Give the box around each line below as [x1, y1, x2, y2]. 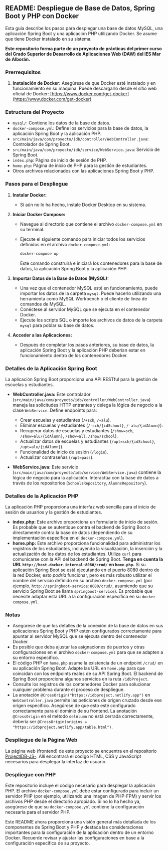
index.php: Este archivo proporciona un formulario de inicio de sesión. [12, 519, 159, 525]
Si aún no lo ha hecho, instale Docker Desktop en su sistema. [20, 202, 146, 208]
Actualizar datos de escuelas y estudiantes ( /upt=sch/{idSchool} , [20, 438, 155, 444]
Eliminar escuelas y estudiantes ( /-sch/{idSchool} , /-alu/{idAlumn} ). [20, 422, 163, 428]
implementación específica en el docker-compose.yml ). [12, 535, 124, 541]
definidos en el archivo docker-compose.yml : [20, 241, 110, 247]
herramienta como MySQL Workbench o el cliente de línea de [20, 295, 147, 301]
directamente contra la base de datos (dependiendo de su [12, 530, 133, 536]
